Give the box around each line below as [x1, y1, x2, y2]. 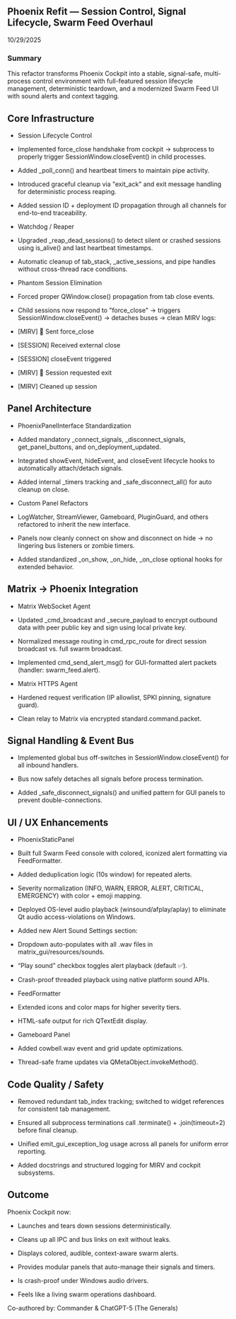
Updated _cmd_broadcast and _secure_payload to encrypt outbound [17, 615, 218, 624]
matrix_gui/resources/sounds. [17, 948, 105, 957]
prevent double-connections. [17, 796, 102, 804]
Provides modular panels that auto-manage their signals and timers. [17, 1262, 216, 1271]
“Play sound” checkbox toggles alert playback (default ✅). [17, 961, 188, 970]
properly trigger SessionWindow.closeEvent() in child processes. [17, 152, 206, 161]
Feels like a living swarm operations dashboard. [17, 1290, 157, 1298]
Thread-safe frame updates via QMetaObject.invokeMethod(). [17, 1058, 199, 1066]
